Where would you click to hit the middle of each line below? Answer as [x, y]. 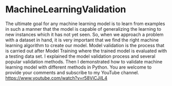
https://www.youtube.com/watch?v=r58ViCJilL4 [56, 78]
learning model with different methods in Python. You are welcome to [79, 67]
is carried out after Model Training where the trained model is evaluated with [86, 51]
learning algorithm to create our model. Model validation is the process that [85, 45]
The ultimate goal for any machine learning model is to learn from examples [85, 24]
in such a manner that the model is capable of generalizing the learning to [83, 29]
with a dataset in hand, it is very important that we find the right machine [82, 40]
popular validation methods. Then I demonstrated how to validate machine [84, 61]
